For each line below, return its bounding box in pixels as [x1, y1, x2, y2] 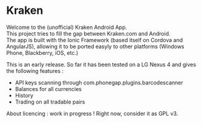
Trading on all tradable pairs [15, 98, 85, 106]
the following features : [6, 67, 64, 74]
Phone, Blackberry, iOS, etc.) [6, 49, 79, 56]
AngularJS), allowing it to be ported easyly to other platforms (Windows [6, 43, 184, 50]
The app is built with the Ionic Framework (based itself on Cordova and [6, 36, 183, 43]
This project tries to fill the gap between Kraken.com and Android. [6, 30, 171, 37]
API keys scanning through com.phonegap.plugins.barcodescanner [15, 79, 183, 86]
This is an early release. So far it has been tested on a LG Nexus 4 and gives [6, 61, 197, 68]
